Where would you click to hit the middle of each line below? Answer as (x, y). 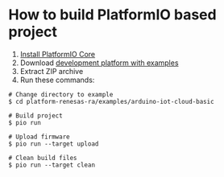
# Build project (35, 115)
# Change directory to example (61, 94)
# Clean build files (43, 158)
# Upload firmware (39, 137)
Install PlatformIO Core (58, 54)
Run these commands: (57, 80)
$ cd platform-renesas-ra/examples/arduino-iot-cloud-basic (112, 101)
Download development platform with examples (99, 63)
